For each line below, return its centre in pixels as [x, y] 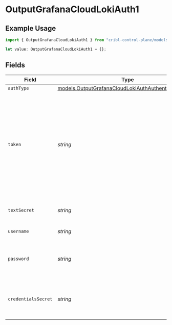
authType [18, 88]
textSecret [21, 210]
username [18, 231]
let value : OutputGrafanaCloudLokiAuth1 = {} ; [56, 49]
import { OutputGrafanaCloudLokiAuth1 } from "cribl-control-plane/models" [88, 40]
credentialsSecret [30, 299]
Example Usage [31, 28]
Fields [15, 65]
